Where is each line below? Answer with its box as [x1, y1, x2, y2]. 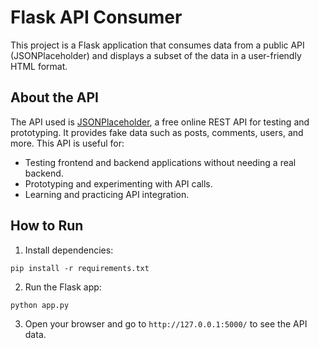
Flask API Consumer [10, 6, 183, 29]
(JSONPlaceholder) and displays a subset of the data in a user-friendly [10, 49, 302, 61]
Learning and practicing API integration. [24, 188, 190, 200]
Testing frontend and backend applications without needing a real [24, 156, 297, 168]
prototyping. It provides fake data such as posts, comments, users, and [10, 126, 304, 138]
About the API [10, 89, 100, 106]
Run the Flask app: [24, 281, 102, 293]
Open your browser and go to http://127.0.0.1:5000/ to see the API [24, 317, 308, 330]
